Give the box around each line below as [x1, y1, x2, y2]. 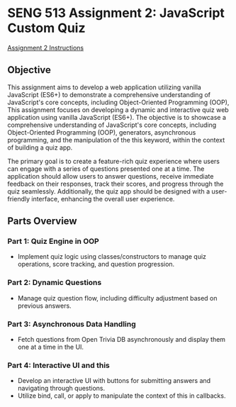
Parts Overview [7, 215, 77, 228]
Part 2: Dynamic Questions [7, 278, 102, 288]
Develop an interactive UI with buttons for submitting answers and [17, 377, 211, 385]
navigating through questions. [17, 384, 106, 393]
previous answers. [17, 301, 72, 310]
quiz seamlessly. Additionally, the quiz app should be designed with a [7, 186, 210, 196]
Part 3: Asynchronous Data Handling [7, 319, 136, 329]
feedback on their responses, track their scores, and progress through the [7, 179, 224, 188]
